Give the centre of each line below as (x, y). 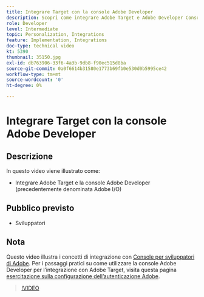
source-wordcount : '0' (35, 80)
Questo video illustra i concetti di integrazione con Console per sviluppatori (100, 257)
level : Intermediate (32, 29)
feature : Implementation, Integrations (57, 40)
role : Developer (27, 23)
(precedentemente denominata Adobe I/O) (68, 189)
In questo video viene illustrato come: (53, 171)
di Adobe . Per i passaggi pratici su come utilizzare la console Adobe (91, 263)
